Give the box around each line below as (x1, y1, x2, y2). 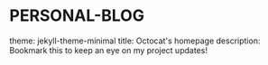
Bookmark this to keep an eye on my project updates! (9, 44, 208, 55)
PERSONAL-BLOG (9, 5, 144, 26)
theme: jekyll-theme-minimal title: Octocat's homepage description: (9, 35, 261, 46)
